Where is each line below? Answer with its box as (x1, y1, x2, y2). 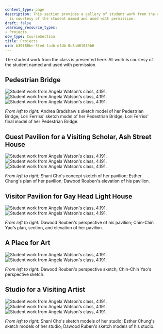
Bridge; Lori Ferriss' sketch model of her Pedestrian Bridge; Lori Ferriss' (5, 114, 149, 119)
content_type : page (5, 7, 45, 12)
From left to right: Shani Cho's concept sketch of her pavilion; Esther (5, 173, 142, 179)
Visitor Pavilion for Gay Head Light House (5, 192, 132, 200)
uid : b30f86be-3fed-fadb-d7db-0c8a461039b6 (5, 43, 95, 48)
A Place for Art (5, 239, 50, 247)
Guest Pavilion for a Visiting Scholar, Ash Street (5, 133, 152, 141)
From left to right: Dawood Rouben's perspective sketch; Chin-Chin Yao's (5, 266, 152, 272)
